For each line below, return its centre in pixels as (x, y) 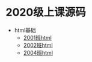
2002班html (38, 45)
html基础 (25, 30)
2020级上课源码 (46, 12)
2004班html (38, 52)
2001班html (38, 37)
